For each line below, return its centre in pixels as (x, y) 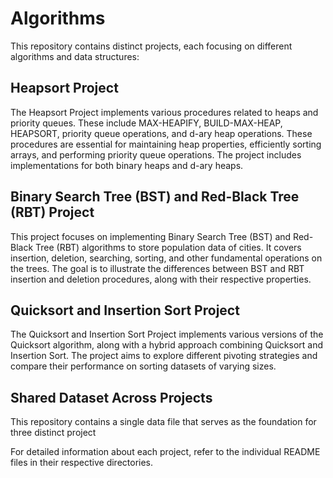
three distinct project (53, 433)
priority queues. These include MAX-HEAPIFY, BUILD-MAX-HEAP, (146, 123)
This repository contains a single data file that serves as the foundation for (163, 422)
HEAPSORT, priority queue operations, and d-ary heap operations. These (161, 133)
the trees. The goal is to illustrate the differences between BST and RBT (157, 268)
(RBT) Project (52, 212)
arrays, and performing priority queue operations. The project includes (156, 154)
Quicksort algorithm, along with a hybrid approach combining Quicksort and (167, 345)
